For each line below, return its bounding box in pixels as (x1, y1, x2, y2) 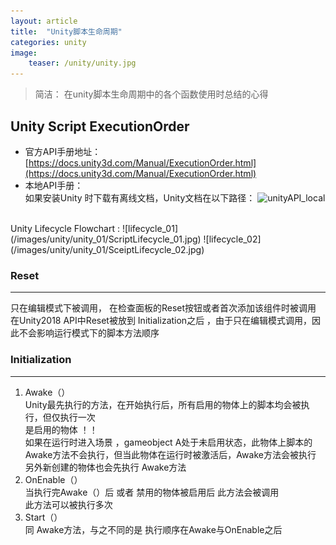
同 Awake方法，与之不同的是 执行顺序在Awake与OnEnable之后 (24, 523, 283, 535)
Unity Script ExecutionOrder (10, 118, 190, 135)
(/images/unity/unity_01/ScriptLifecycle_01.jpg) (10, 233, 202, 245)
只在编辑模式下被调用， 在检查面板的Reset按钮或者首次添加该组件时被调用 (10, 302, 317, 314)
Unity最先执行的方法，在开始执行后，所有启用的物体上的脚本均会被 (24, 398, 302, 410)
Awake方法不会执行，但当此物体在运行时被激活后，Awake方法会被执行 (24, 448, 317, 460)
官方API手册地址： (24, 145, 102, 157)
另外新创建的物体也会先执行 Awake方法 (24, 461, 187, 473)
